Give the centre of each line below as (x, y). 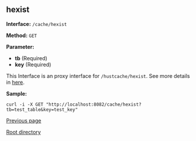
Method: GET (22, 35)
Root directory (24, 132)
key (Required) (33, 64)
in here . (15, 82)
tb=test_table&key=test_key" (42, 109)
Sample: (17, 93)
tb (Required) (31, 58)
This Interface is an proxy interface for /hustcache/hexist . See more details (98, 76)
